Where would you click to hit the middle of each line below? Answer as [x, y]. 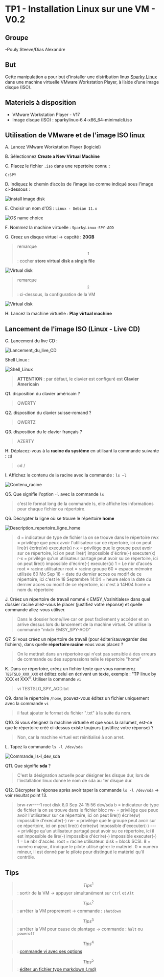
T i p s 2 [88, 903]
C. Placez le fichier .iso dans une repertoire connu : [58, 166]
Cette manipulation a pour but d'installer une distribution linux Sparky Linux [81, 77]
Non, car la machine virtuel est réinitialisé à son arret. [71, 737]
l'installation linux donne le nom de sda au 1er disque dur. [75, 781]
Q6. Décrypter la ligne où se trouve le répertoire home [60, 518]
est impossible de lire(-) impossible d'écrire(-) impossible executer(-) [87, 836]
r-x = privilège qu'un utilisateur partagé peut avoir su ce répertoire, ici [87, 559]
